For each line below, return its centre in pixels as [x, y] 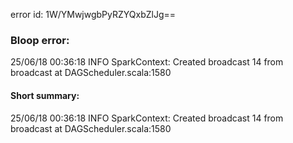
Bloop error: [40, 40]
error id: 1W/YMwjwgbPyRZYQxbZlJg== [93, 14]
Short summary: [45, 95]
